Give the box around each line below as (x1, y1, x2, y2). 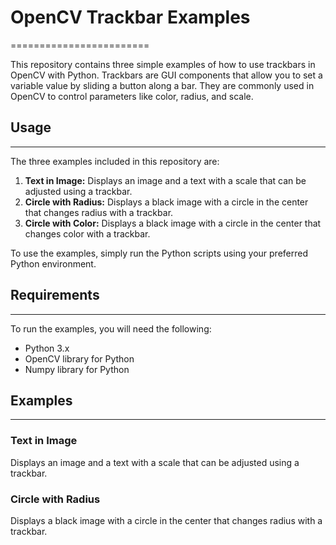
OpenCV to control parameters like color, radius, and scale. (10, 90, 254, 102)
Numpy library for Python (24, 363, 130, 375)
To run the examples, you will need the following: (10, 322, 212, 335)
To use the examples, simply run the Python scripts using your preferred (10, 247, 308, 259)
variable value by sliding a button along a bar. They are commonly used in (10, 79, 315, 91)
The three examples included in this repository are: (10, 155, 220, 167)
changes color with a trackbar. (24, 227, 151, 240)
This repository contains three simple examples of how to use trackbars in (10, 58, 316, 70)
